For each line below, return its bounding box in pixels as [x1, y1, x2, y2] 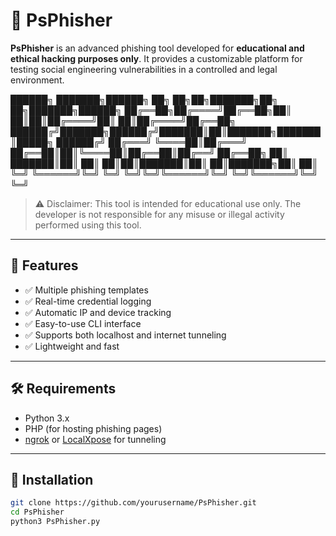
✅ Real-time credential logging [24, 295, 152, 307]
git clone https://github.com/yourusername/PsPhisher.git [10, 498, 257, 508]
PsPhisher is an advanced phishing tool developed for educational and [10, 42, 305, 54]
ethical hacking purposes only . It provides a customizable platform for [10, 52, 303, 64]
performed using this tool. [34, 219, 142, 231]
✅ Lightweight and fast [24, 340, 120, 352]
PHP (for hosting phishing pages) [24, 422, 163, 434]
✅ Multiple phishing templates [24, 284, 149, 296]
